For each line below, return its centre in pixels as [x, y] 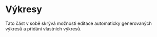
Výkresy [24, 9]
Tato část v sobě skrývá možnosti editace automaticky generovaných [79, 23]
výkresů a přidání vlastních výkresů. [43, 28]
